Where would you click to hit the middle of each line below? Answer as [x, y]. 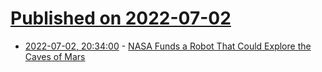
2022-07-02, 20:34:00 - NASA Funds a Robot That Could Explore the [168, 46]
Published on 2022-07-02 [121, 18]
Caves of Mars [55, 56]
